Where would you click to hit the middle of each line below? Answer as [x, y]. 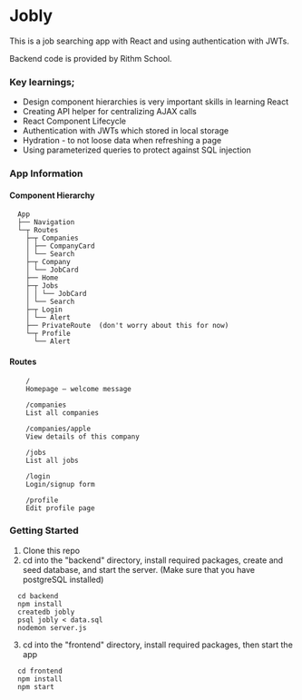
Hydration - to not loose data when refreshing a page [122, 141]
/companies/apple [58, 429]
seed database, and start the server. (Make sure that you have [139, 569]
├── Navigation [46, 222]
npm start [36, 686]
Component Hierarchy [52, 195]
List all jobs [52, 460]
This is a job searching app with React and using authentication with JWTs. [150, 41]
